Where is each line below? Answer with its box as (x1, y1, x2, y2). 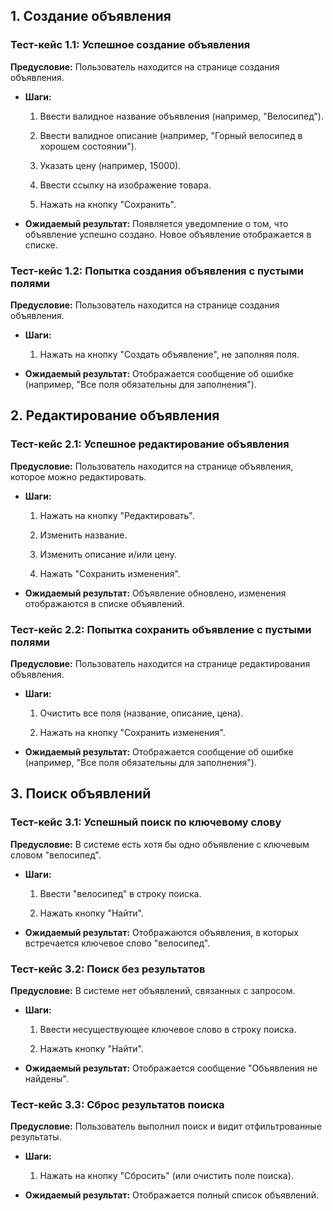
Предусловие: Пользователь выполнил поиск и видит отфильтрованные (10, 1120, 322, 1133)
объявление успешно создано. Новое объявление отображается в (24, 228, 312, 240)
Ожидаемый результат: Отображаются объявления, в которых (24, 926, 299, 938)
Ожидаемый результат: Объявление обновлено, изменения (24, 587, 287, 599)
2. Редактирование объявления (10, 407, 220, 424)
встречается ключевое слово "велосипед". (24, 937, 211, 949)
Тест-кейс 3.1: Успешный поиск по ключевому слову (10, 815, 282, 829)
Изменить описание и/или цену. (39, 548, 178, 560)
